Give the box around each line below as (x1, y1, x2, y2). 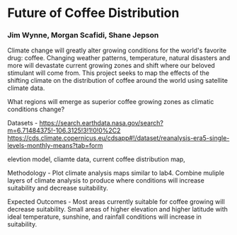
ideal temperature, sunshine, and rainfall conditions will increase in (7, 212, 202, 221)
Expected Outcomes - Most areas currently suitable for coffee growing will (7, 197, 225, 206)
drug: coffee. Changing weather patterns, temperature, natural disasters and (7, 54, 231, 62)
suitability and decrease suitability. (7, 184, 108, 193)
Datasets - (7, 119, 38, 127)
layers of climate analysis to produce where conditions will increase (7, 176, 205, 185)
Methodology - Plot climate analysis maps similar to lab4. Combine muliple (7, 168, 225, 178)
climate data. (7, 84, 45, 93)
